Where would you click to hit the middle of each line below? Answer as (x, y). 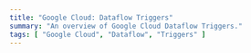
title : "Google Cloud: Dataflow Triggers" (91, 18)
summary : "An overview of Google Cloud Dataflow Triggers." (126, 26)
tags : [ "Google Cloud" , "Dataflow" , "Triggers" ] (108, 34)
